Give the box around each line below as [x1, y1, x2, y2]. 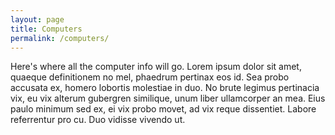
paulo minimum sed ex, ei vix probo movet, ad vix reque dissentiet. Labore [10, 103, 317, 115]
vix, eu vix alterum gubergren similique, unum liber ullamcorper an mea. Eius [10, 92, 326, 105]
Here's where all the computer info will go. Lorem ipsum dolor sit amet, [10, 61, 302, 73]
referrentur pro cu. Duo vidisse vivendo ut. [10, 114, 186, 126]
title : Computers [10, 24, 83, 34]
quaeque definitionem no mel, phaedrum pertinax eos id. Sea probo [10, 71, 290, 83]
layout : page [10, 14, 65, 25]
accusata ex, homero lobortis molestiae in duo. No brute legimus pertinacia [10, 82, 320, 94]
